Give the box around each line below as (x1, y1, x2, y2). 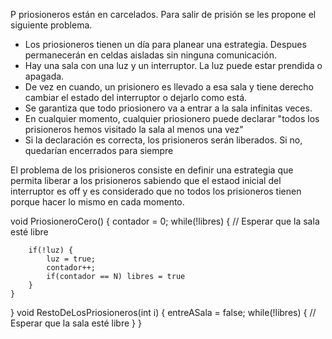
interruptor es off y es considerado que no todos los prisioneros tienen (10, 185, 302, 197)
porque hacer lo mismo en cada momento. (10, 196, 185, 208)
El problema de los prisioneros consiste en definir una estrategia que (10, 164, 294, 176)
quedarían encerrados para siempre (24, 145, 174, 156)
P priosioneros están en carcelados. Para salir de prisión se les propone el (10, 9, 317, 20)
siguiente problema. (10, 19, 93, 31)
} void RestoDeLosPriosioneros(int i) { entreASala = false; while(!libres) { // (10, 307, 317, 318)
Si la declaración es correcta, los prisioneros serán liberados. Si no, (24, 134, 303, 146)
